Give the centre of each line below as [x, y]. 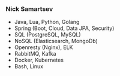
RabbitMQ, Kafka [35, 54]
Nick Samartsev [29, 9]
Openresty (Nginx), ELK [43, 47]
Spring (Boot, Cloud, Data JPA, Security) [64, 28]
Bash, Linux [28, 66]
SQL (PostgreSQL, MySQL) [48, 35]
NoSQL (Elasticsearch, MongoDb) [56, 41]
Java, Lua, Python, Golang [47, 22]
